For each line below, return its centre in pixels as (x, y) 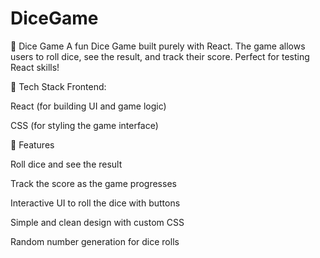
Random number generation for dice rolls (95, 241)
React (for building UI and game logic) (88, 106)
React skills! (35, 67)
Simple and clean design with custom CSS (97, 222)
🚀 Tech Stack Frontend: (58, 86)
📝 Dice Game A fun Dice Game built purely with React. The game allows (158, 46)
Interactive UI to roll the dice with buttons (95, 203)
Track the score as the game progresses (93, 183)
